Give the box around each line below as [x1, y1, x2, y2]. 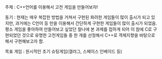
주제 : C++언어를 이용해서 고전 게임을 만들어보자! [5, 4, 98, 10]
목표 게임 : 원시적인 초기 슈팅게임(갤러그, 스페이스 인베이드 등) [5, 48, 123, 54]
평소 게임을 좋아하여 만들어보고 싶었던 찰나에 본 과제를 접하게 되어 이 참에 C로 [5, 26, 152, 32]
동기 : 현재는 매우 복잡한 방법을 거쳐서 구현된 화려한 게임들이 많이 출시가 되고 [5, 14, 150, 20]
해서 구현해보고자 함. [5, 38, 44, 44]
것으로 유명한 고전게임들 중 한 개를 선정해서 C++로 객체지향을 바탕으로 [21, 33, 156, 38]
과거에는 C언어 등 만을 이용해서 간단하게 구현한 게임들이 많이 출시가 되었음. [15, 21, 157, 26]
